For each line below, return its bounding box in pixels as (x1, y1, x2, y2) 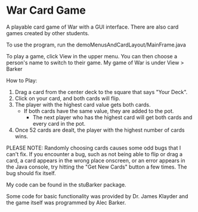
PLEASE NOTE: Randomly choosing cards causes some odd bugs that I (6, 144, 181, 151)
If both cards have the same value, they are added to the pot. (23, 107, 174, 114)
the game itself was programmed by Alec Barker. (6, 199, 126, 206)
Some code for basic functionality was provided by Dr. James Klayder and (6, 192, 188, 199)
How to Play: (6, 77, 38, 84)
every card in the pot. (32, 120, 86, 127)
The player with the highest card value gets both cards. (14, 101, 151, 108)
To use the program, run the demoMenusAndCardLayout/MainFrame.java (6, 41, 186, 48)
